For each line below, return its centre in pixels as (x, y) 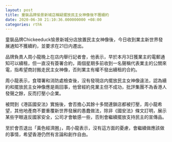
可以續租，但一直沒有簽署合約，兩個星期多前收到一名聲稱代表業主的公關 (86, 63)
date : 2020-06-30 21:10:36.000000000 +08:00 (53, 19)
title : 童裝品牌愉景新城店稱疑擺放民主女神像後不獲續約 (57, 15)
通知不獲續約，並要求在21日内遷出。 (48, 46)
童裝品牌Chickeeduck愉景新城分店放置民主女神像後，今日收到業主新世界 (82, 39)
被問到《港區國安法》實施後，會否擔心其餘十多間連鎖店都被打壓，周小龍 (81, 104)
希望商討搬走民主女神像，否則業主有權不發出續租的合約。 (79, 70)
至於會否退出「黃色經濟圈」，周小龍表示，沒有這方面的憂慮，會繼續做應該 (83, 128)
